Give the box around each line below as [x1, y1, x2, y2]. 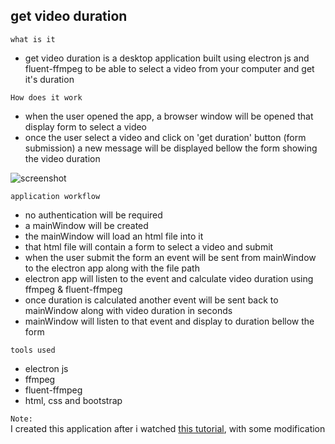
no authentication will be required [24, 209, 163, 221]
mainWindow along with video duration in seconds [24, 304, 233, 316]
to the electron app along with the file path [24, 262, 200, 274]
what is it [10, 34, 56, 44]
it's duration [24, 73, 75, 85]
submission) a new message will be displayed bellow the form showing [24, 142, 318, 154]
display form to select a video [24, 120, 148, 133]
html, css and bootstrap [24, 394, 123, 406]
